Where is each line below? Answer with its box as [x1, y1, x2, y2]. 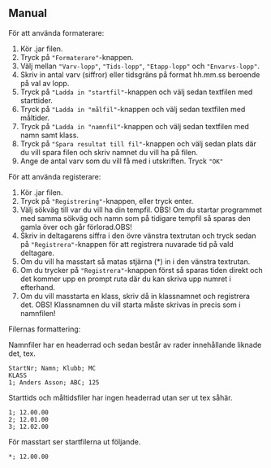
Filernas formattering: [8, 324, 81, 334]
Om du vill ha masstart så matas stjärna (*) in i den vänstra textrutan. [19, 256, 251, 266]
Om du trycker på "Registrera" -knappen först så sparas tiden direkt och [19, 265, 263, 275]
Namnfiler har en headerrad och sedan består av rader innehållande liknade [8, 340, 262, 349]
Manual [8, 6, 47, 20]
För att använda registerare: [8, 171, 101, 181]
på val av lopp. [19, 78, 70, 88]
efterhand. [19, 282, 55, 292]
